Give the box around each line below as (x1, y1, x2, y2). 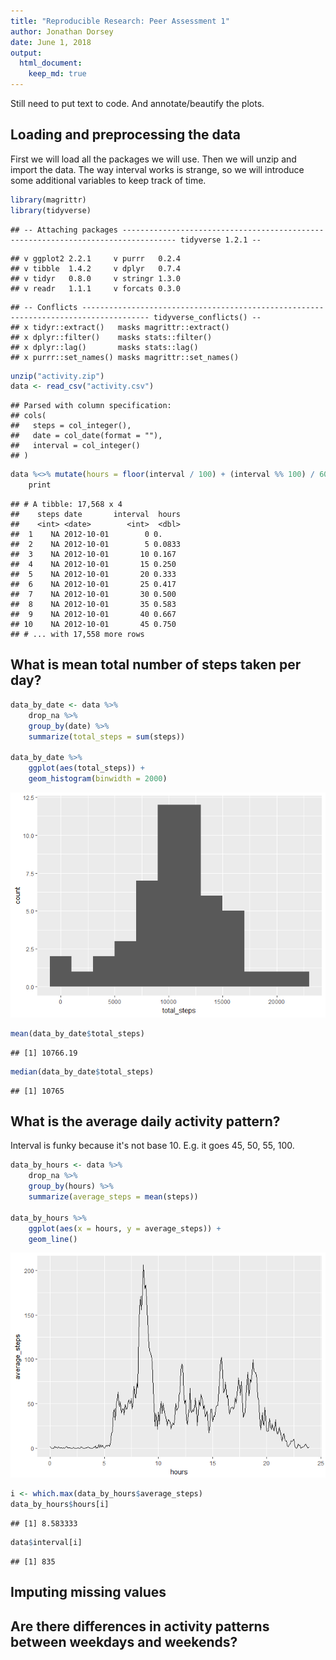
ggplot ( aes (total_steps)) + (28, 763, 145, 774)
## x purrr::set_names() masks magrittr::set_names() (10, 352, 240, 362)
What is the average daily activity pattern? (10, 1113, 281, 1130)
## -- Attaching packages (10, 225, 118, 235)
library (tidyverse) (10, 205, 92, 215)
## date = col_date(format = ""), (10, 431, 163, 441)
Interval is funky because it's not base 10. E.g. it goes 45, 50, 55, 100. (10, 1140, 295, 1152)
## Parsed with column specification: (10, 401, 172, 411)
